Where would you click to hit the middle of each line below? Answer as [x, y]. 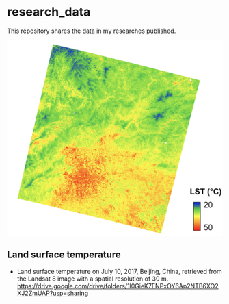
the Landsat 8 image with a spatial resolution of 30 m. [93, 279]
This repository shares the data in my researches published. [92, 31]
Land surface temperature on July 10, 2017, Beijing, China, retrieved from [119, 271]
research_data [49, 12]
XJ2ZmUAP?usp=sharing [53, 293]
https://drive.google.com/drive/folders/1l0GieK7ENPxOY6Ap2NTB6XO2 [118, 286]
